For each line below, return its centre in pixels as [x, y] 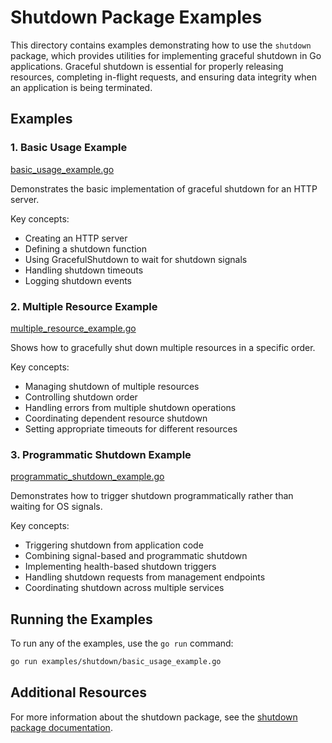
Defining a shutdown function [86, 248]
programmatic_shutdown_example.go [87, 477]
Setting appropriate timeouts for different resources [131, 428]
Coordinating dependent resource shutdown [116, 418]
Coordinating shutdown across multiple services [124, 588]
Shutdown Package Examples [136, 17]
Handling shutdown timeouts [84, 270]
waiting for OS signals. [56, 507]
